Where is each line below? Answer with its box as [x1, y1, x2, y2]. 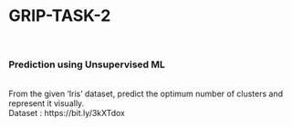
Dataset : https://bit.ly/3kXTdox [8, 108, 125, 119]
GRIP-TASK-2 [8, 5, 111, 26]
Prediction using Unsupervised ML [8, 58, 165, 71]
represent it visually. [8, 98, 85, 109]
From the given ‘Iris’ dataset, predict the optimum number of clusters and [8, 88, 284, 100]
